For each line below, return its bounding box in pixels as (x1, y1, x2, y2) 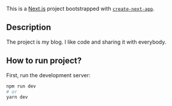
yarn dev (6, 94, 28, 101)
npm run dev (6, 83, 36, 89)
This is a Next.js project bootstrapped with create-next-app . (6, 5, 155, 12)
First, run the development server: (6, 71, 91, 78)
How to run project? (6, 56, 82, 66)
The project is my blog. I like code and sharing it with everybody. (6, 38, 167, 46)
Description (6, 22, 51, 32)
